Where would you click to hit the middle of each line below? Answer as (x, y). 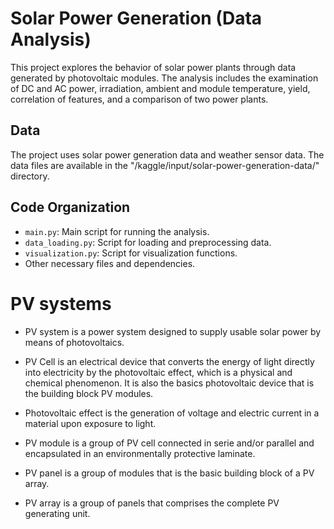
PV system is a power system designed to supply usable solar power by (173, 331)
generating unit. (57, 513)
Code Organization (70, 207)
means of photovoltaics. (74, 342)
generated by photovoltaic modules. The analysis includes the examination (164, 78)
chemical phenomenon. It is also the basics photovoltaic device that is (169, 383)
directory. (30, 176)
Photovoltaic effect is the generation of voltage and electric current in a (172, 413)
